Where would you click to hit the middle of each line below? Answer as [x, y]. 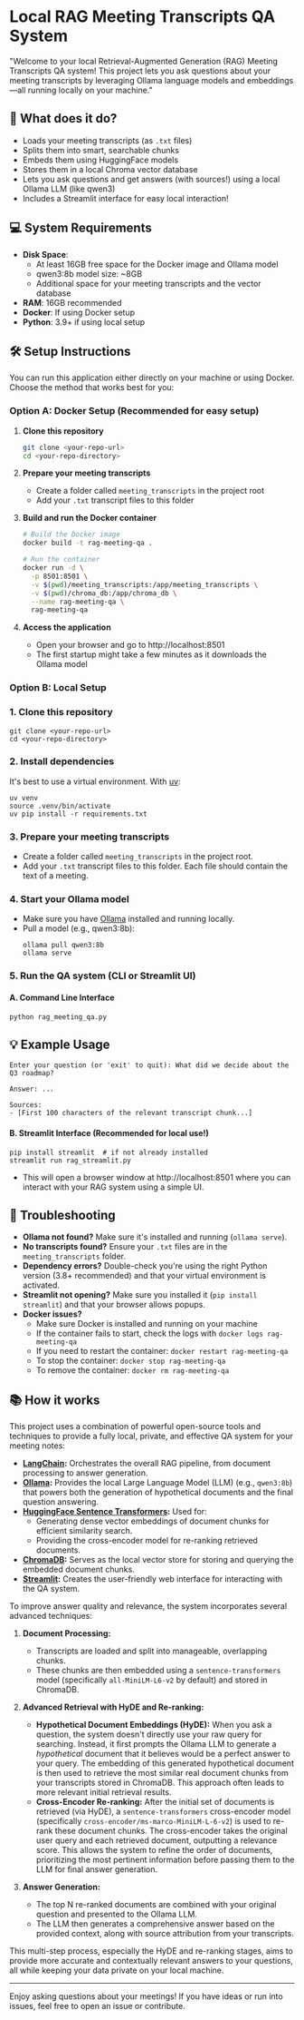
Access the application [66, 627]
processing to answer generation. [85, 1473]
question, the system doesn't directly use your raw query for [149, 1734]
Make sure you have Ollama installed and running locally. [128, 919]
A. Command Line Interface [62, 997]
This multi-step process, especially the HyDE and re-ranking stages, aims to [152, 1951]
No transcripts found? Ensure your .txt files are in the [125, 1247]
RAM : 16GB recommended [72, 302]
